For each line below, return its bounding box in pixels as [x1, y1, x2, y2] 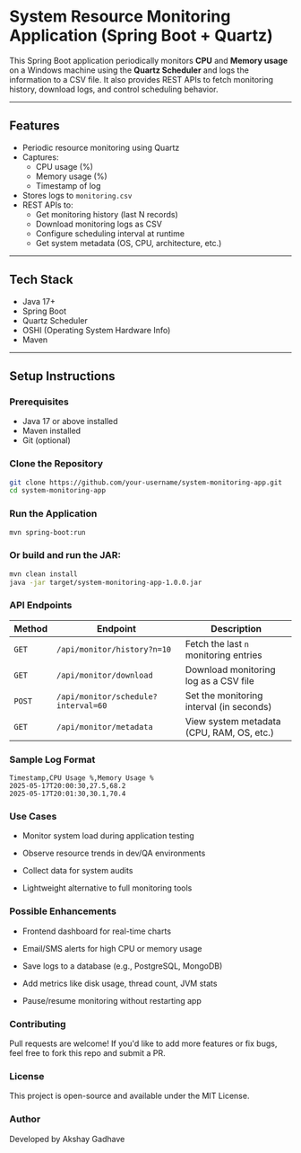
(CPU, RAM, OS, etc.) [185, 726, 275, 739]
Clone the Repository [9, 457, 104, 470]
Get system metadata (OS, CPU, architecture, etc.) [35, 237, 222, 248]
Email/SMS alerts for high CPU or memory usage [21, 943, 203, 953]
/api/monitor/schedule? [56, 691, 159, 702]
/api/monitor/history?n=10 [56, 644, 172, 654]
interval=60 [56, 700, 107, 711]
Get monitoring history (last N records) [35, 208, 179, 219]
